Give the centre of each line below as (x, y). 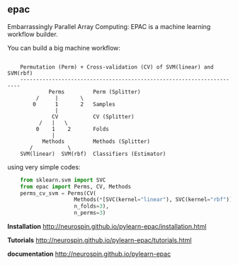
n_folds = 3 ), (92, 206)
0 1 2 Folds (73, 129)
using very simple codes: (44, 167)
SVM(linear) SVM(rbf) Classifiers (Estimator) (93, 154)
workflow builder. (33, 34)
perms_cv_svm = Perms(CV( (58, 193)
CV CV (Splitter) (93, 117)
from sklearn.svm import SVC (63, 180)
